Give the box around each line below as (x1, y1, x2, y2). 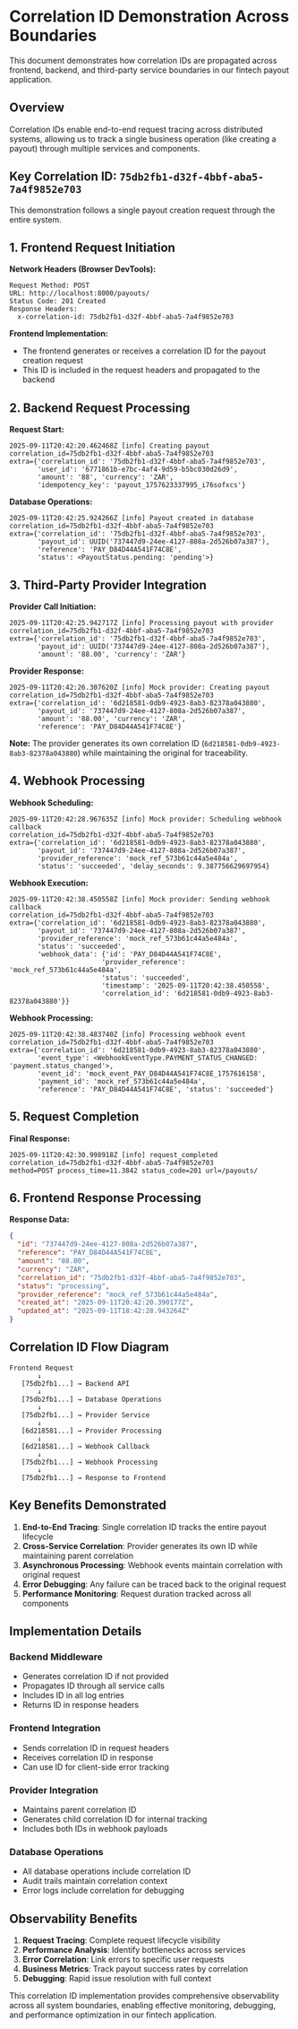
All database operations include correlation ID (21, 1866, 192, 1877)
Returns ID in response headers (21, 1700, 140, 1711)
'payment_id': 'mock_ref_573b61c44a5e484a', (37, 1076, 206, 1086)
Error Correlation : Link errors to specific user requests (21, 1954, 225, 1965)
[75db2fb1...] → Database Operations (21, 1395, 163, 1404)
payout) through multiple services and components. (9, 143, 200, 153)
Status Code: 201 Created (9, 297, 106, 306)
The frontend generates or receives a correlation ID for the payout (21, 345, 267, 356)
